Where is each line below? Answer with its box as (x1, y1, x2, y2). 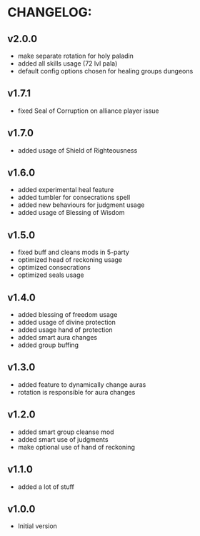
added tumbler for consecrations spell (17, 193, 131, 202)
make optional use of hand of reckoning (17, 443, 136, 451)
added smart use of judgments (17, 435, 109, 443)
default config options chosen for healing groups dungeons (17, 67, 194, 75)
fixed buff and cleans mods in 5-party (17, 248, 130, 257)
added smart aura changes (17, 333, 98, 342)
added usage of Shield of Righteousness (17, 146, 138, 154)
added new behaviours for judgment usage (17, 201, 145, 209)
